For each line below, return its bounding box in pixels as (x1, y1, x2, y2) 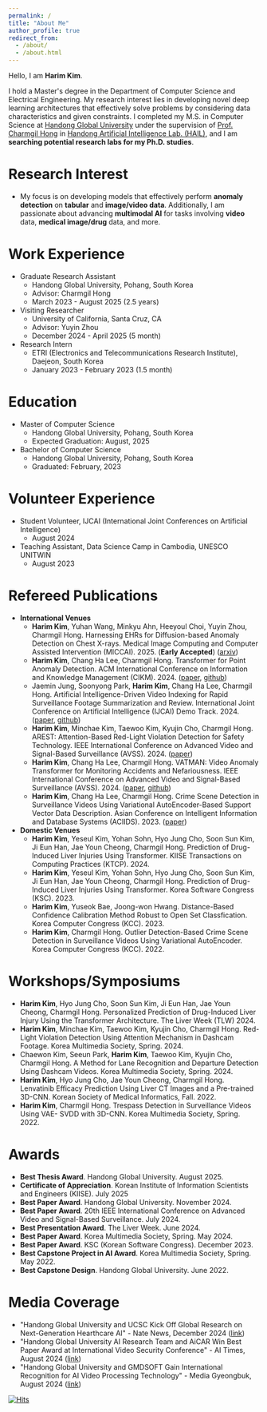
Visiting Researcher (19, 305, 84, 315)
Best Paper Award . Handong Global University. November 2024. (19, 1197, 232, 1207)
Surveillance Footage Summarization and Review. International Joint (31, 698, 255, 707)
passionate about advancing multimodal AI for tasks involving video (19, 209, 245, 218)
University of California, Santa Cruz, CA (31, 313, 162, 324)
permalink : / (8, 11, 52, 20)
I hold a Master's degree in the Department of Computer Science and (8, 86, 236, 96)
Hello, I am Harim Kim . (8, 71, 83, 80)
